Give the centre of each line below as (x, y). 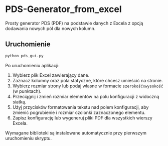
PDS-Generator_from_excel (63, 9)
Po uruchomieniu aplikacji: (32, 65)
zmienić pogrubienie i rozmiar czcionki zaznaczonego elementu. (79, 112)
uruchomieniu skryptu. (29, 138)
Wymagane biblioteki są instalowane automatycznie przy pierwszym (76, 133)
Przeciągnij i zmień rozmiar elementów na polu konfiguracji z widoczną (86, 96)
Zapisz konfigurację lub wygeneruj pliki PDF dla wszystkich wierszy (82, 118)
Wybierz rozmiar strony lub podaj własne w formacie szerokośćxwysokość (88, 86)
